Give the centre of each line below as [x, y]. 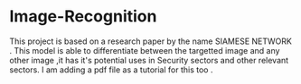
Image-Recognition [83, 17]
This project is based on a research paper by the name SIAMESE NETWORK [150, 41]
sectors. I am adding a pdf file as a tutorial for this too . [111, 70]
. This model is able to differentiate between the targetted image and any [145, 50]
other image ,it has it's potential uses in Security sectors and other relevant [149, 60]
